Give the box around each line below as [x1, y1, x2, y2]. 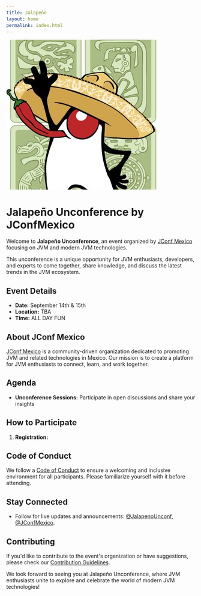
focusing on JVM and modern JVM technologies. [6, 244, 128, 251]
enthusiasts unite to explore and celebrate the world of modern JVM [6, 577, 175, 584]
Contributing [6, 537, 55, 547]
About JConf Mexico [6, 332, 85, 342]
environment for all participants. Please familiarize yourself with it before [6, 473, 186, 480]
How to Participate [6, 417, 77, 428]
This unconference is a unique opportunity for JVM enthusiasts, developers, [6, 255, 195, 263]
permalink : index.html [6, 22, 63, 28]
